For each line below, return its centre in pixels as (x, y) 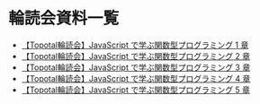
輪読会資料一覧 (64, 18)
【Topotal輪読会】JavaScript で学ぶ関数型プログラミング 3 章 (136, 67)
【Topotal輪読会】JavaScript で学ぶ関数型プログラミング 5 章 (136, 90)
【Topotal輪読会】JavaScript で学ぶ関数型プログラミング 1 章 (135, 45)
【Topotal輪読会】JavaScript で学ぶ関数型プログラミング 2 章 (136, 56)
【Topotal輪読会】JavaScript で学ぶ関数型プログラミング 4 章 (136, 78)
